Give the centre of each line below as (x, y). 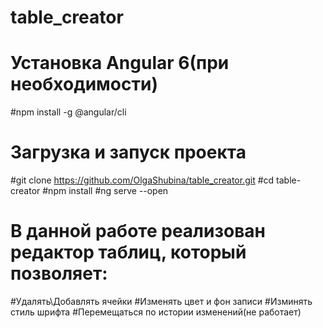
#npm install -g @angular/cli (68, 112)
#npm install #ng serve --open (105, 191)
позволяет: (59, 273)
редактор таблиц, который (128, 252)
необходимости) (84, 84)
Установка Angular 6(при (120, 63)
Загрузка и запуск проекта (128, 152)
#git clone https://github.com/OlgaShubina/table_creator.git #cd (142, 180)
